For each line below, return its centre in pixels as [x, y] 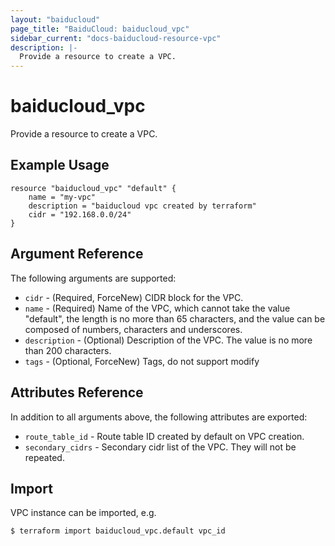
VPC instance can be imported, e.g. [83, 513]
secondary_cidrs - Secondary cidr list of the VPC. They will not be [160, 447]
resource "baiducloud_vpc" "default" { [93, 188]
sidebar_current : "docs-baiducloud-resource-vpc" [116, 38]
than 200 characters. [68, 350]
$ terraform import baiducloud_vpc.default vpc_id [118, 531]
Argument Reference [77, 254]
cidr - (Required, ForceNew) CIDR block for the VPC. [134, 297]
